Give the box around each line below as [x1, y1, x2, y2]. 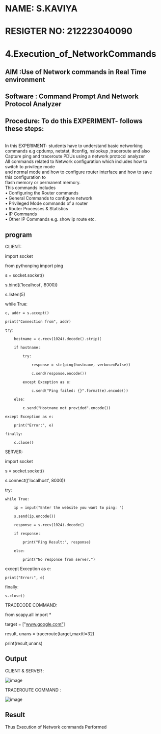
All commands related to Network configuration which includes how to [5, 158, 148, 164]
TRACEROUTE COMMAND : [5, 687, 61, 693]
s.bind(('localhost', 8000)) [5, 282, 58, 288]
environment [5, 75, 45, 84]
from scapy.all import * [5, 612, 52, 618]
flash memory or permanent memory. [5, 180, 81, 186]
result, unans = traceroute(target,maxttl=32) [5, 630, 95, 637]
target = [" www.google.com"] [5, 621, 65, 627]
